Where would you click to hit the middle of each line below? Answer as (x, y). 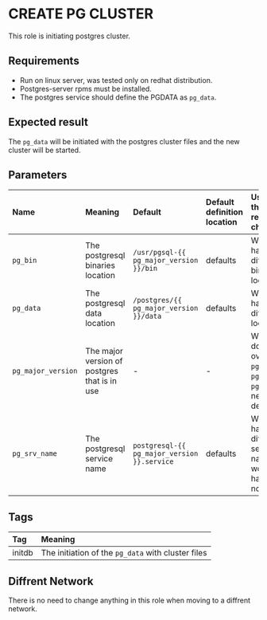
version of (104, 361)
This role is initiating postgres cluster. (70, 36)
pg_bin (25, 261)
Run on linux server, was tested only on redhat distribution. (116, 80)
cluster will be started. (44, 150)
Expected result (48, 122)
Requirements (44, 61)
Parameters (38, 175)
